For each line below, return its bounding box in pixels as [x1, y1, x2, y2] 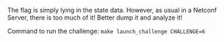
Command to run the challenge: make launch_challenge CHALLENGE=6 [7, 27, 206, 35]
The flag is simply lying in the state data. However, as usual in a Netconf [7, 6, 217, 14]
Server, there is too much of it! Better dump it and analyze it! [7, 13, 182, 22]
